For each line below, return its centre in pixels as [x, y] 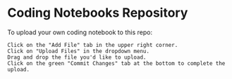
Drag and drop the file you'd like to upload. [77, 57]
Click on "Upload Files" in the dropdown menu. [79, 51]
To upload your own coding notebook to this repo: [80, 32]
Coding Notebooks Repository [98, 13]
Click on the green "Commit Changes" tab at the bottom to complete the [116, 63]
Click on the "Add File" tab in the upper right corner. [93, 45]
